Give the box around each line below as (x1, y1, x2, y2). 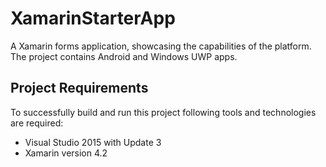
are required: (10, 117, 64, 129)
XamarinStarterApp (10, 7, 176, 30)
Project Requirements (10, 80, 149, 97)
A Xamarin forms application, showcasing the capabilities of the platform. (10, 40, 312, 52)
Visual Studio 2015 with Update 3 (24, 136, 162, 148)
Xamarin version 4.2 (24, 147, 108, 159)
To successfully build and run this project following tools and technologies (10, 106, 317, 118)
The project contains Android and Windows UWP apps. (10, 50, 238, 62)
